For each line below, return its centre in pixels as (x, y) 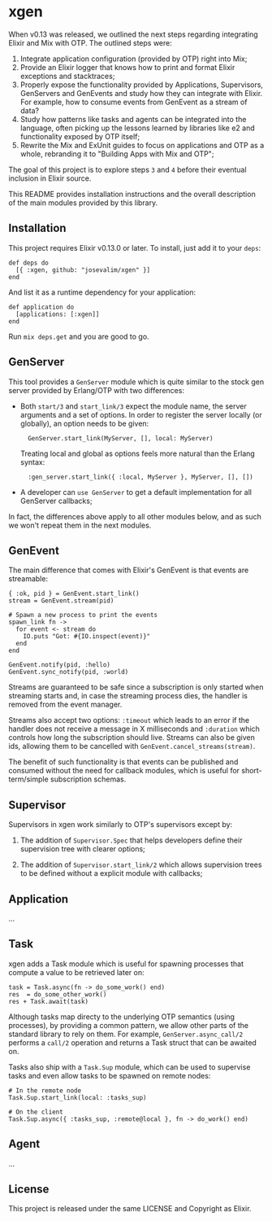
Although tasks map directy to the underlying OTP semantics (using (122, 1017)
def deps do (28, 263)
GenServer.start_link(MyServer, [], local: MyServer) (121, 438)
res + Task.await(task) (49, 1001)
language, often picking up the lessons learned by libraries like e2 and (138, 128)
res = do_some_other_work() (58, 994)
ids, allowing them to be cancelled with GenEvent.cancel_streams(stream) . (132, 746)
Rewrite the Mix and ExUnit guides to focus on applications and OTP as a (142, 145)
